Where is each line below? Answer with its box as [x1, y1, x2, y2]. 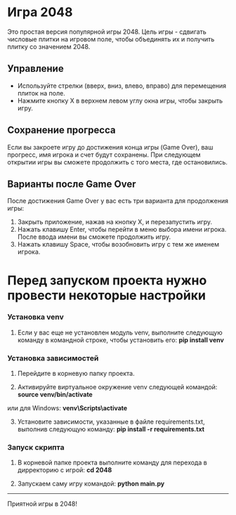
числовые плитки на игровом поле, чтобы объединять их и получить [7, 34, 215, 43]
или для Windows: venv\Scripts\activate [7, 404, 128, 412]
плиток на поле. [17, 89, 65, 97]
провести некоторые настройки [7, 287, 206, 303]
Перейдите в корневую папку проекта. [17, 370, 135, 378]
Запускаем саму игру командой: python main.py [17, 479, 165, 488]
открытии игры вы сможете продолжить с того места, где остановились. [7, 157, 228, 166]
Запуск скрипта [7, 443, 65, 452]
